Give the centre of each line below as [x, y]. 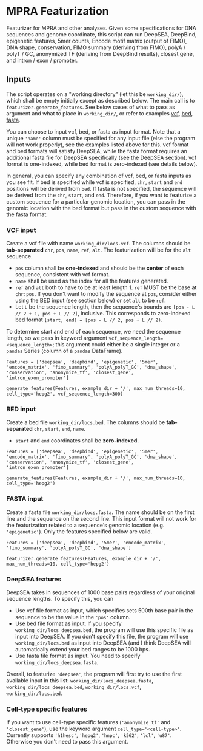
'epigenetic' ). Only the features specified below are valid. [79, 531]
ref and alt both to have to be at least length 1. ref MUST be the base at [106, 287]
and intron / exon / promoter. [42, 60]
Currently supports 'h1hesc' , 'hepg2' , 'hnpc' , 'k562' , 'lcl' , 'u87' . [89, 735]
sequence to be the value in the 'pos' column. [73, 617]
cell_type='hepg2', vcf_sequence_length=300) [65, 394]
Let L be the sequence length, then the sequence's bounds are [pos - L [105, 307]
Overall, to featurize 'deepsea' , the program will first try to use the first [94, 674]
